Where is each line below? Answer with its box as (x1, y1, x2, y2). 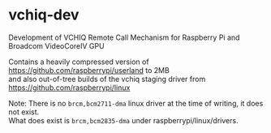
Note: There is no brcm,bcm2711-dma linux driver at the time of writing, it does (8, 98, 264, 108)
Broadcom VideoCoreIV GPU (8, 41, 105, 50)
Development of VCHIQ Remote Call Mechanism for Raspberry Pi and (8, 32, 240, 42)
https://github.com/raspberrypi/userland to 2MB (8, 65, 170, 75)
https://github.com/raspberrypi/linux (8, 83, 131, 92)
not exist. (8, 107, 40, 117)
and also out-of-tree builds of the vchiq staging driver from (8, 74, 206, 84)
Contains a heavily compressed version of (8, 57, 149, 66)
